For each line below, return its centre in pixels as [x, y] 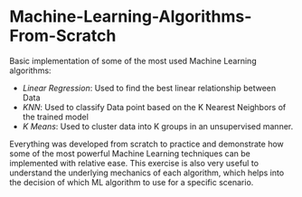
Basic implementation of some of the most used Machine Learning [133, 61]
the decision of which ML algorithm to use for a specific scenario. [132, 182]
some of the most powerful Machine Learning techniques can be [130, 153]
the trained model [55, 117]
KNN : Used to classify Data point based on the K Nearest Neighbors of [154, 107]
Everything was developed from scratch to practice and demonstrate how [147, 144]
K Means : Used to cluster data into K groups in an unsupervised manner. [158, 126]
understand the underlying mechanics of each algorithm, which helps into [147, 173]
